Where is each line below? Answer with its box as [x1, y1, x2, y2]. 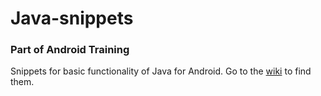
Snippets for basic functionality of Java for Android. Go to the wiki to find [10, 65, 312, 77]
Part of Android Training [10, 43, 130, 57]
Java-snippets [10, 7, 134, 30]
